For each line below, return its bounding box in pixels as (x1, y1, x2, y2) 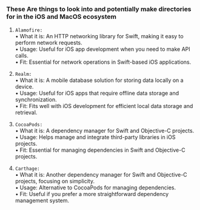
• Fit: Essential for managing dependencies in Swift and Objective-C (15, 146, 186, 154)
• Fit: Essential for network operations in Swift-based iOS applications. (15, 58, 192, 66)
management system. (15, 197, 70, 205)
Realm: (15, 72, 32, 78)
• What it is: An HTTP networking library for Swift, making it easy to (15, 33, 184, 40)
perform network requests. (15, 39, 83, 47)
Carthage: (15, 166, 41, 172)
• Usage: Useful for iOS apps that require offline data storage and (15, 90, 179, 97)
